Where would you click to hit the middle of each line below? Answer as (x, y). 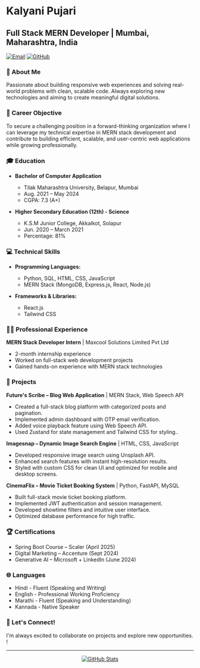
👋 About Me (24, 71)
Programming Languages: (48, 267)
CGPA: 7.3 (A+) (42, 200)
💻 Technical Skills (33, 251)
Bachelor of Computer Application (58, 176)
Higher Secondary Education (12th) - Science (72, 211)
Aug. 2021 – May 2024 (51, 193)
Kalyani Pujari (41, 11)
